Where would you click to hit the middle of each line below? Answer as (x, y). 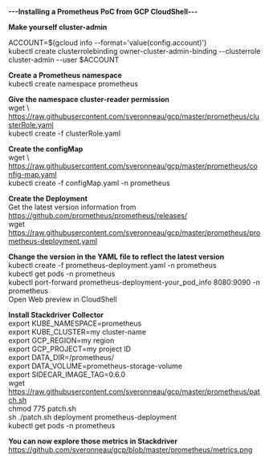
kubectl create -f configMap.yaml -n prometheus (89, 183)
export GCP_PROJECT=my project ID (69, 349)
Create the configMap (46, 149)
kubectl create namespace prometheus (73, 84)
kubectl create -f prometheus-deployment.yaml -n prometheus (112, 265)
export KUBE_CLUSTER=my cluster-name (77, 332)
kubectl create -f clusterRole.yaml (65, 133)
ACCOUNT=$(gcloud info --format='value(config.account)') (108, 43)
